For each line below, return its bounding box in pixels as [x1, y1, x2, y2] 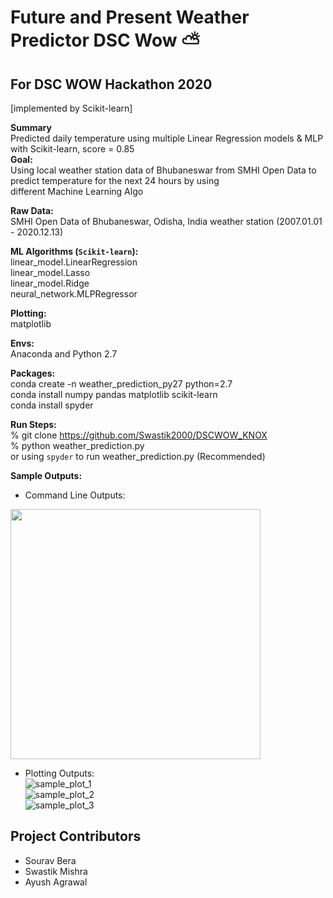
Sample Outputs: [10, 470, 83, 481]
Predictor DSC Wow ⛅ [10, 29, 201, 52]
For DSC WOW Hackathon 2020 [10, 76, 213, 93]
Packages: [10, 367, 56, 379]
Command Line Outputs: [24, 489, 126, 501]
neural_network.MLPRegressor [10, 288, 138, 300]
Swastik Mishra [24, 865, 88, 877]
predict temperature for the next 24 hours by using [10, 175, 220, 186]
